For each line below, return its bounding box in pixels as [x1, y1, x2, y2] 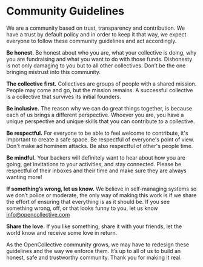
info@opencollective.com [6, 211, 70, 218]
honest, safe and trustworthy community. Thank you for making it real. [6, 254, 182, 261]
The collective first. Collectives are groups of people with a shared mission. [6, 80, 197, 87]
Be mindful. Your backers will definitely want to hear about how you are [6, 154, 186, 161]
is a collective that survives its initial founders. [6, 93, 121, 100]
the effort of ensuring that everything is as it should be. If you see [6, 198, 170, 205]
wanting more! [6, 173, 42, 180]
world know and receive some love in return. [6, 229, 118, 236]
